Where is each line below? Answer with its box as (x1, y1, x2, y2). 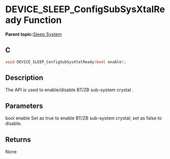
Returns (5, 135, 32, 144)
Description (5, 74, 43, 82)
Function (23, 14, 62, 26)
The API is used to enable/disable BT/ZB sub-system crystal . (5, 87, 134, 93)
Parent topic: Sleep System (5, 31, 62, 37)
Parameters (5, 102, 43, 110)
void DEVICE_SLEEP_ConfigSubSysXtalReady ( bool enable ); (5, 59, 126, 65)
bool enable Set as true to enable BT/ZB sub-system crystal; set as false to (5, 115, 162, 121)
